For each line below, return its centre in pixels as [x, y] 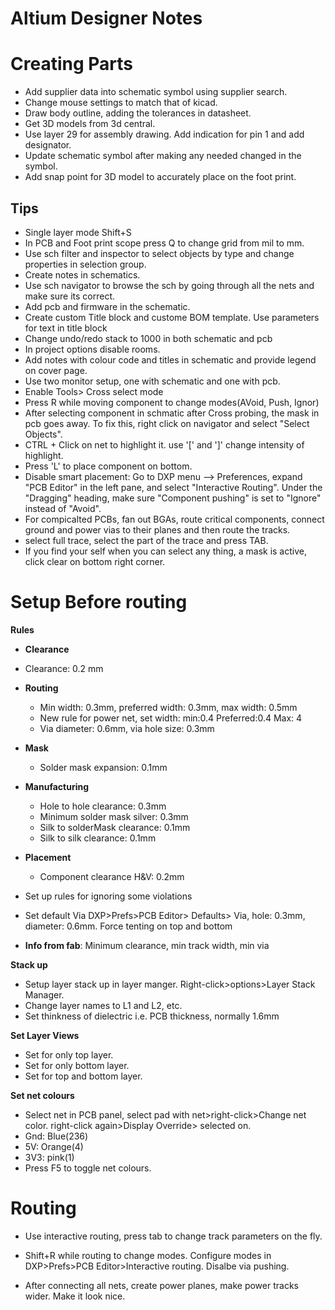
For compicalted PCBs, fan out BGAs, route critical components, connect [174, 519]
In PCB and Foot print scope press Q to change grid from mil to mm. [164, 243]
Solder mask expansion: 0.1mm [103, 767]
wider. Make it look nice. [75, 1296]
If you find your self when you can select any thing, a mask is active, [165, 551]
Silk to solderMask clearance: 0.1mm [115, 827]
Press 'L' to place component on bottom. [108, 466]
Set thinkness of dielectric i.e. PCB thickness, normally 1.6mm [152, 1016]
